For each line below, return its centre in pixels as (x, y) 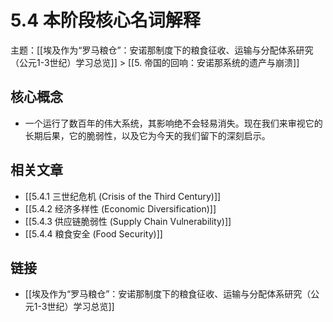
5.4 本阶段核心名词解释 (105, 20)
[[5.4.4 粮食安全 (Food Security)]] (93, 233)
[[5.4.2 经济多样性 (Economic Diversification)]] (120, 208)
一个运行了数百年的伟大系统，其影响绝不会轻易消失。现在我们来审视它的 (173, 123)
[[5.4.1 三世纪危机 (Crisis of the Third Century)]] (123, 196)
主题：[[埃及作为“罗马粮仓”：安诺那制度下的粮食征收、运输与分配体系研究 (162, 50)
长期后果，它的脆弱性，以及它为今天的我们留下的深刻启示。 (147, 135)
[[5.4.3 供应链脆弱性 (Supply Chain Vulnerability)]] (128, 221)
